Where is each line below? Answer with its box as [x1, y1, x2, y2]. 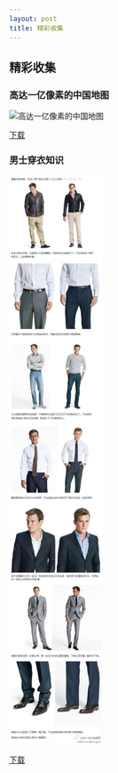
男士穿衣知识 [9, 154, 65, 166]
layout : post [9, 14, 58, 23]
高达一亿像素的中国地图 [9, 89, 109, 101]
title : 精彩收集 [9, 23, 64, 33]
